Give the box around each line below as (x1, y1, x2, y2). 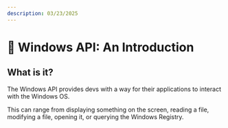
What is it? (7, 66, 54, 79)
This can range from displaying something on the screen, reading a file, (7, 105, 209, 114)
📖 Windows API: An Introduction (7, 39, 194, 55)
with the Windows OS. (7, 92, 70, 100)
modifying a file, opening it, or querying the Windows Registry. (7, 112, 184, 120)
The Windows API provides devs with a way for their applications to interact (7, 85, 222, 93)
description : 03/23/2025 (7, 10, 78, 17)
